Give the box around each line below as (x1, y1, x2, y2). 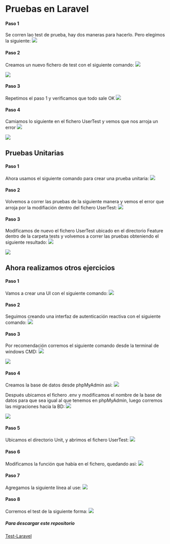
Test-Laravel (5, 533, 32, 539)
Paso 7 (5, 473, 20, 479)
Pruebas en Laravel (5, 3, 89, 15)
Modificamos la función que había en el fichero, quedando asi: (5, 460, 137, 467)
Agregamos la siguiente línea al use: (5, 484, 82, 491)
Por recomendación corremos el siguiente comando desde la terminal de (5, 342, 159, 348)
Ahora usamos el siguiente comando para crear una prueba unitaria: (5, 175, 150, 181)
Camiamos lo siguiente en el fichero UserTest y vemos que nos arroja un (5, 119, 159, 124)
